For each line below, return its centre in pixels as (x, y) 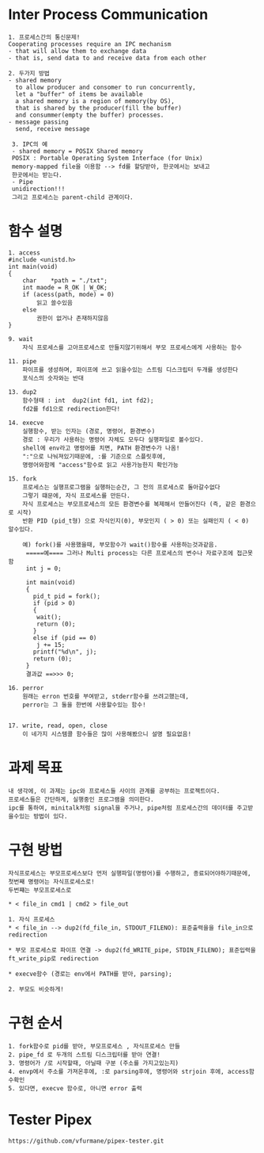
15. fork (23, 479)
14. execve (26, 423)
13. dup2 (23, 392)
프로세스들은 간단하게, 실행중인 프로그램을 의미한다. (81, 799)
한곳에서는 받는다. (37, 175)
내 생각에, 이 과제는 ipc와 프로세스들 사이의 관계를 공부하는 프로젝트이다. (114, 791)
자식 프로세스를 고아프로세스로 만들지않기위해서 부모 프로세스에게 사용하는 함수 (132, 347)
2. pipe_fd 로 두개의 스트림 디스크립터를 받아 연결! (84, 1055)
